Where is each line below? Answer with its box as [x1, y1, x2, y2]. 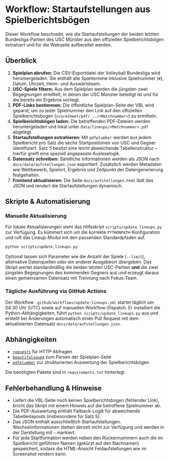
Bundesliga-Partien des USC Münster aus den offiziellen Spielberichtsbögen [5, 36, 164, 42]
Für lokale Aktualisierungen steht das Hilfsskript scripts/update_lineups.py [5, 224, 162, 230]
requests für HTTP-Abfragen [12, 349, 72, 355]
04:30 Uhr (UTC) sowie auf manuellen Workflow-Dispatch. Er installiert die [5, 304, 160, 310]
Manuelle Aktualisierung [5, 212, 67, 219]
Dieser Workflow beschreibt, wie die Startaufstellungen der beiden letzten [5, 31, 159, 37]
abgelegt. [12, 129, 33, 135]
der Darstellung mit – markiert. [12, 430, 76, 436]
